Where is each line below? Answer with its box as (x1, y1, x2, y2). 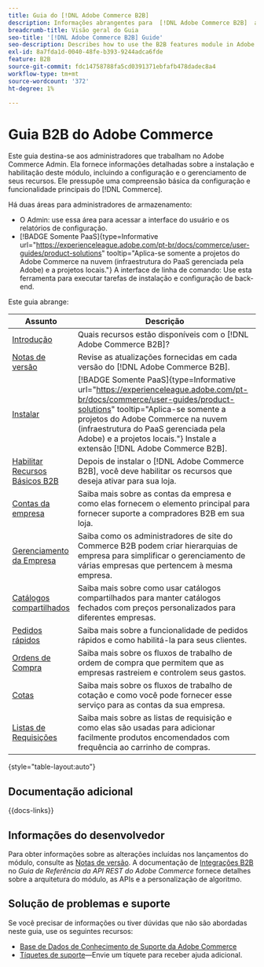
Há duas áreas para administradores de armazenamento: (8, 200, 192, 209)
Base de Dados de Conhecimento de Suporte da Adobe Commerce (19, 941, 237, 951)
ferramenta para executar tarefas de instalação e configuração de (19, 274, 233, 283)
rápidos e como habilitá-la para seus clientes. (77, 634, 247, 645)
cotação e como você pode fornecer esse (77, 689, 233, 700)
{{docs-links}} (8, 806, 54, 815)
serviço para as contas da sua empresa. (77, 700, 225, 711)
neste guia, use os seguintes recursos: (8, 926, 134, 936)
